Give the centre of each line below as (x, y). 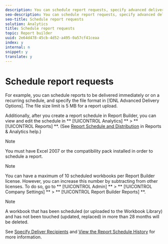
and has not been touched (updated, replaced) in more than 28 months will (82, 217)
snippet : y (16, 52)
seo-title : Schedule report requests (44, 19)
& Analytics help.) (23, 132)
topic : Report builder (29, 33)
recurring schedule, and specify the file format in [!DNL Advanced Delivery (82, 100)
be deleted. (17, 222)
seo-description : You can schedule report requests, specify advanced (80, 15)
